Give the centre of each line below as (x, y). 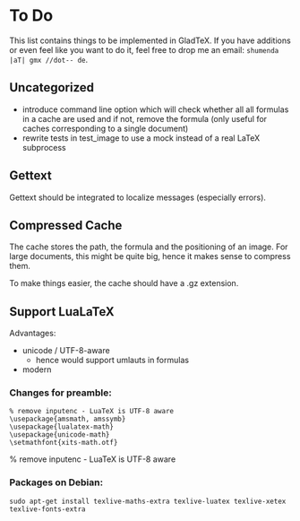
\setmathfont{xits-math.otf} (64, 443)
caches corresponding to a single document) (105, 128)
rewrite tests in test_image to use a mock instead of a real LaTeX (141, 138)
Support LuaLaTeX (62, 312)
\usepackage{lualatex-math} (62, 427)
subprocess (44, 147)
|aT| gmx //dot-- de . (49, 59)
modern (37, 369)
